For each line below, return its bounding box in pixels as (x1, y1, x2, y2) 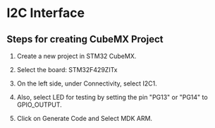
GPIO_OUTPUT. (16, 100, 63, 109)
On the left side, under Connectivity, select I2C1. (16, 79, 157, 88)
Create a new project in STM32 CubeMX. (16, 52, 137, 60)
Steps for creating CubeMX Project (6, 33, 164, 45)
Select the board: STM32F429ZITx (16, 66, 118, 74)
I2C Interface (6, 5, 85, 21)
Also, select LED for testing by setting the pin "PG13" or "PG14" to (16, 93, 209, 101)
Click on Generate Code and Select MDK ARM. (16, 115, 153, 122)
